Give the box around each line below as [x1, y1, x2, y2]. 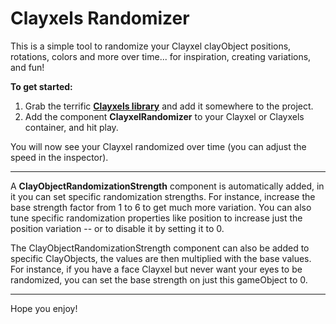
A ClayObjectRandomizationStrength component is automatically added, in [10, 180, 325, 192]
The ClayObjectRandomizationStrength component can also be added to [10, 242, 310, 254]
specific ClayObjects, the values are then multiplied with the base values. [10, 252, 312, 264]
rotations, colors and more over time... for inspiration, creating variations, [10, 50, 312, 62]
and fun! [10, 61, 45, 73]
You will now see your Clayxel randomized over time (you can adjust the [10, 140, 307, 152]
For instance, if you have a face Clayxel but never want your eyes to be [10, 263, 303, 275]
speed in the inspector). [10, 151, 109, 163]
